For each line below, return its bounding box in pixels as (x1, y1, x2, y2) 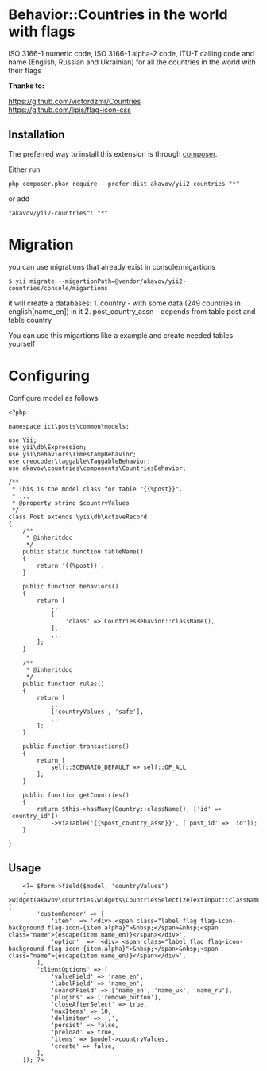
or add (8, 193, 30, 204)
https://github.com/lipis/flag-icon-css (8, 105, 131, 114)
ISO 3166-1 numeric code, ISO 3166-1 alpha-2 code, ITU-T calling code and (8, 49, 254, 58)
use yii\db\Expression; (8, 443, 87, 451)
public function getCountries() (22, 791, 130, 799)
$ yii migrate (8, 277, 56, 285)
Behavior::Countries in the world (8, 6, 228, 24)
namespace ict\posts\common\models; (8, 422, 130, 430)
